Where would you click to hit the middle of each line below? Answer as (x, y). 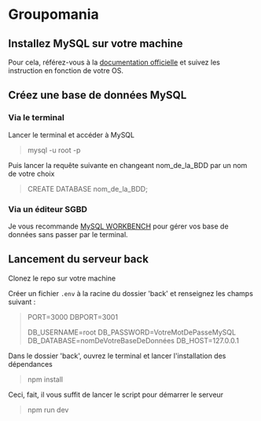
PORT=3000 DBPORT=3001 (73, 317)
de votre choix (31, 174)
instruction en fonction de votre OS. (66, 71)
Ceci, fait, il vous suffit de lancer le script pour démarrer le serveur (116, 394)
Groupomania (54, 15)
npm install (45, 379)
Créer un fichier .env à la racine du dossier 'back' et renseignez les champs (131, 293)
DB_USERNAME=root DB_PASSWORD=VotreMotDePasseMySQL (132, 332)
